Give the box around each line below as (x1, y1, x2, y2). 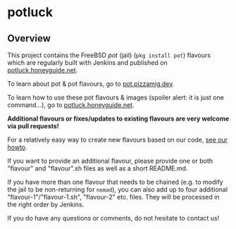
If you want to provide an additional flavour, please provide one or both (7, 156, 213, 165)
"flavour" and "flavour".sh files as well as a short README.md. (7, 164, 188, 173)
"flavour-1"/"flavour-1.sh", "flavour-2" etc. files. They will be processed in (7, 193, 220, 201)
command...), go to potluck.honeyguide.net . (7, 101, 135, 109)
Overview (7, 32, 51, 44)
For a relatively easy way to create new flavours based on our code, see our (7, 135, 228, 144)
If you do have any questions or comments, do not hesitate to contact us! (7, 214, 220, 222)
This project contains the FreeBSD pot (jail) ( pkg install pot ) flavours (7, 51, 211, 59)
